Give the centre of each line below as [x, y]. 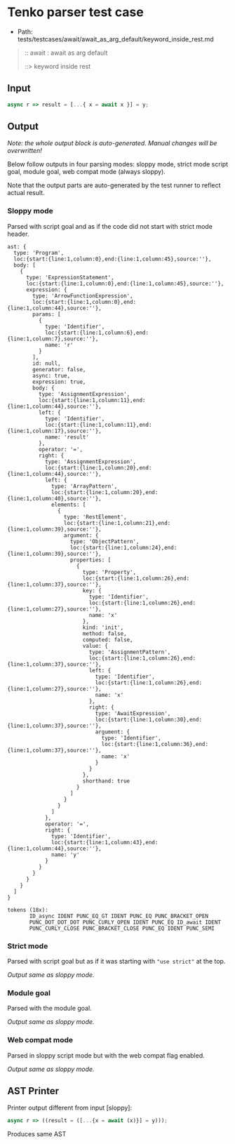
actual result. [26, 193]
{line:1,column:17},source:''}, [54, 431]
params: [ [47, 314]
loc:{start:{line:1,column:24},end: [123, 547]
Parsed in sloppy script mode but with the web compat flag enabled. [106, 1055]
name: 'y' [66, 854]
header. [18, 234]
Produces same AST [37, 1134]
